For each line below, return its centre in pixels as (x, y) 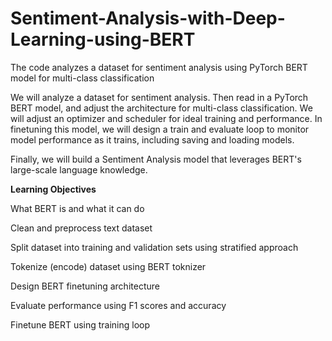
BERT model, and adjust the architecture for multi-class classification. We (161, 108)
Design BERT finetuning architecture (85, 286)
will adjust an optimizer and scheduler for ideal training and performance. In (166, 118)
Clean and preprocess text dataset (81, 228)
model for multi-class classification (82, 78)
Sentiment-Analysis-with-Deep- (148, 18)
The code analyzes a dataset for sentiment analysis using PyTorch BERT (159, 67)
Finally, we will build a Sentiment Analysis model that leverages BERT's (156, 159)
